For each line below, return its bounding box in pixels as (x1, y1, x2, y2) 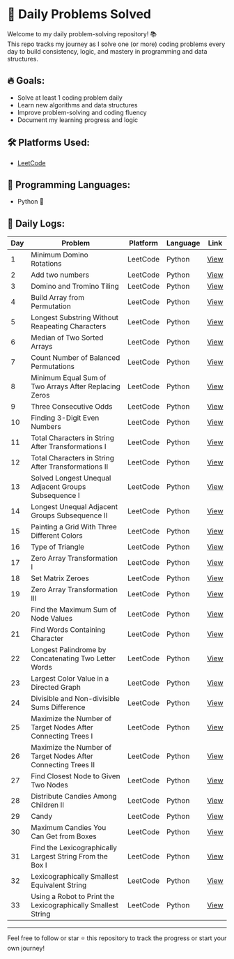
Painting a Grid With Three (31, 522, 117, 532)
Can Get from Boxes (31, 831, 97, 841)
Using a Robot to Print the (31, 892, 115, 902)
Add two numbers (31, 270, 89, 280)
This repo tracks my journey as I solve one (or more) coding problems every (7, 40, 226, 48)
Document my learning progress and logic (17, 115, 139, 124)
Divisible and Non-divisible (31, 694, 120, 704)
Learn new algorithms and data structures (17, 100, 138, 109)
